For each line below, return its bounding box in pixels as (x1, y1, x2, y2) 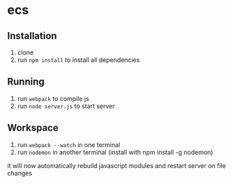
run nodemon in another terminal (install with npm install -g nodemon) (17, 148, 213, 156)
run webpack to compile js (17, 94, 89, 102)
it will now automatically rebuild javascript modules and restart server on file (7, 161, 227, 169)
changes (7, 169, 33, 177)
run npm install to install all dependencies (17, 56, 140, 64)
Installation (7, 30, 57, 42)
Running (7, 76, 45, 88)
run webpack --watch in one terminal (17, 140, 121, 148)
